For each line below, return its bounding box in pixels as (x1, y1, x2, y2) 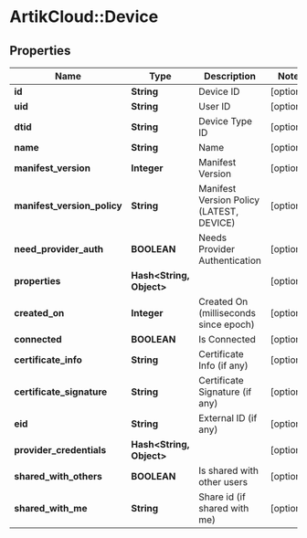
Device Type (197, 115, 253, 127)
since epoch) (197, 318, 256, 331)
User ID (197, 100, 231, 112)
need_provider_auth (14, 243, 104, 255)
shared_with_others (14, 470, 102, 482)
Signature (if (197, 385, 252, 398)
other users (197, 476, 249, 488)
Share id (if (197, 491, 247, 503)
